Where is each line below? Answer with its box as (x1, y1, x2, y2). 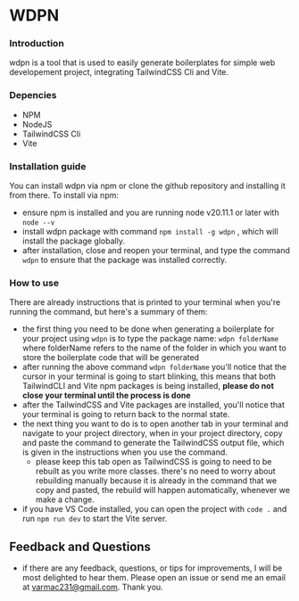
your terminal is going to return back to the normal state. (21, 409, 230, 420)
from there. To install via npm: (9, 190, 119, 201)
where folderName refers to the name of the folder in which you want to (21, 342, 287, 353)
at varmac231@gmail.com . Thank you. (21, 581, 163, 593)
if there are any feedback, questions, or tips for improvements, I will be (21, 563, 283, 573)
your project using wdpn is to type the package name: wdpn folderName (21, 333, 279, 344)
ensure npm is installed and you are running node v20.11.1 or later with (21, 207, 279, 218)
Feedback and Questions (9, 539, 152, 554)
